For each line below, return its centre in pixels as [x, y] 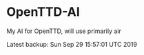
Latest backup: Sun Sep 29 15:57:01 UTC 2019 [72, 44]
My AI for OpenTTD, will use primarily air [64, 31]
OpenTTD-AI [43, 12]
